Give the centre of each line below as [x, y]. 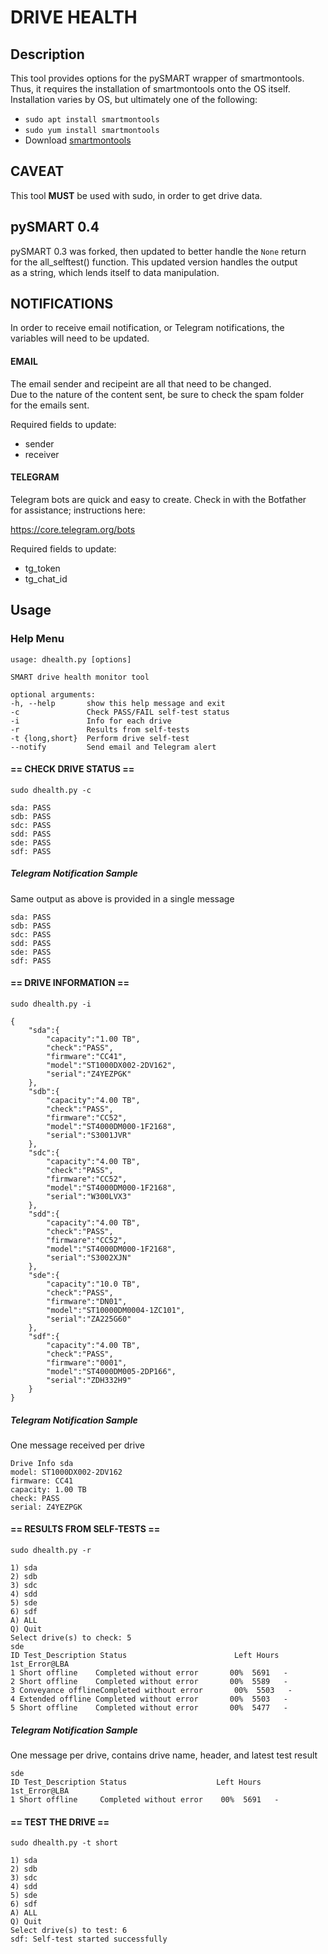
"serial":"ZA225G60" [89, 1319]
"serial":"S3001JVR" [89, 1135]
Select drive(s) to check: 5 [71, 1638]
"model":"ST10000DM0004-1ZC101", [116, 1310]
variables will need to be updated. [80, 338]
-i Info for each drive [91, 721]
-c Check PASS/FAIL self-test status [120, 712]
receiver [42, 454]
